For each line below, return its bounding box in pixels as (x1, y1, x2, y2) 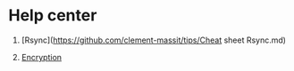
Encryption (21, 51, 63, 62)
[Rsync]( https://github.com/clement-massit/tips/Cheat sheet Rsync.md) (21, 35, 287, 45)
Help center (8, 5, 97, 26)
